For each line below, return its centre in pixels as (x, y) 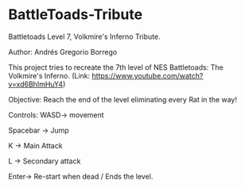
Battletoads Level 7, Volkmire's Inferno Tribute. (84, 36)
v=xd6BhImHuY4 (36, 84)
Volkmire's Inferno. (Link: (49, 75)
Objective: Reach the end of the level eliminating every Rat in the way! (122, 99)
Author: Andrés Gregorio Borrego (63, 52)
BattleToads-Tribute (76, 15)
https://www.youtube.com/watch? (148, 75)
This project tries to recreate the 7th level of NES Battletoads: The (116, 67)
